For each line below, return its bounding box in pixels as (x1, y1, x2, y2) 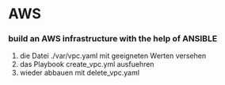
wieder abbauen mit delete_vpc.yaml (19, 68, 140, 78)
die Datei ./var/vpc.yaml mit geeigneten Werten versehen (19, 51, 207, 60)
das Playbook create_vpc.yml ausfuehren (19, 60, 154, 69)
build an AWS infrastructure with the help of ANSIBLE (8, 33, 218, 44)
